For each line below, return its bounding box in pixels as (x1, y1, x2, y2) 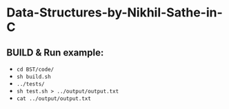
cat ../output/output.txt (16, 95, 91, 102)
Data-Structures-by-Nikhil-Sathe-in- (6, 5, 223, 21)
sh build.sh (16, 73, 51, 80)
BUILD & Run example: (6, 47, 104, 58)
